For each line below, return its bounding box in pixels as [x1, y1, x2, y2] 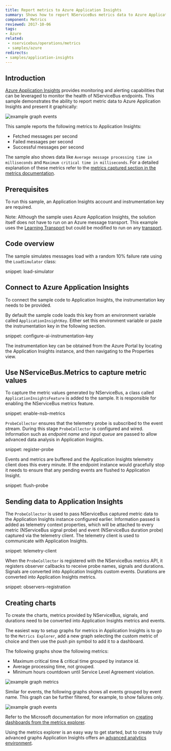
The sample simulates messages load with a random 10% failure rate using [5, 253, 162, 259]
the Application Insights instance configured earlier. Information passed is [5, 516, 160, 522]
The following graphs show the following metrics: [5, 648, 109, 655]
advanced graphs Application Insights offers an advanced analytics [5, 735, 147, 741]
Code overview [5, 239, 54, 248]
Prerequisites [5, 185, 49, 194]
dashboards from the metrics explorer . [5, 719, 86, 725]
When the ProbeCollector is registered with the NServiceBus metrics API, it [5, 558, 163, 564]
